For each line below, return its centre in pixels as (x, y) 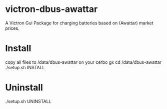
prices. (12, 28)
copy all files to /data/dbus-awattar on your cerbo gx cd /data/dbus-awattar (83, 62)
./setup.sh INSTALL (25, 67)
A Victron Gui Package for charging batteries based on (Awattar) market (79, 23)
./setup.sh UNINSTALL (28, 101)
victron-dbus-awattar (51, 9)
